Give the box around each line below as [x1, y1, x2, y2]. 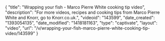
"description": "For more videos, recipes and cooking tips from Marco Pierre [5, 9, 160, 15]
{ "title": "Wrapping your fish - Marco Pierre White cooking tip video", [5, 4, 145, 10]
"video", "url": [5, 25, 33, 31]
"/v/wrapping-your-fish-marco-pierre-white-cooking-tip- [34, 25, 150, 31]
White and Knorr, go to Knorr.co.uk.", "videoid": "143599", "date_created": [5, 15, 155, 20]
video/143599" [5, 31, 35, 36]
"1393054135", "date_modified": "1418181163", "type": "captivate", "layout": [5, 20, 158, 26]
